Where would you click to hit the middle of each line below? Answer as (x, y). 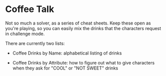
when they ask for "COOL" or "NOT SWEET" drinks (65, 68)
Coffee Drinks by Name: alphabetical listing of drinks (67, 53)
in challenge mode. (25, 33)
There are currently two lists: (35, 43)
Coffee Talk (30, 9)
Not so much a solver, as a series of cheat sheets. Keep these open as (78, 23)
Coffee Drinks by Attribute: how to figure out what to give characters (84, 62)
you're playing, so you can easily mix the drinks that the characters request (83, 28)
